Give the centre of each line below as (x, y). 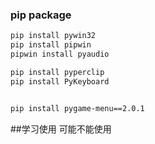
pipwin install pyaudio (60, 54)
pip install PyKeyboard (60, 81)
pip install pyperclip (57, 72)
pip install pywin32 (53, 36)
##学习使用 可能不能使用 (61, 129)
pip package (41, 15)
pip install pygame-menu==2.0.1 (77, 108)
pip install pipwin (51, 45)
